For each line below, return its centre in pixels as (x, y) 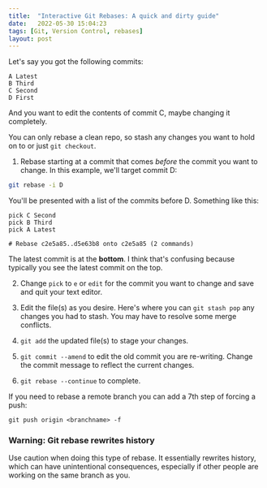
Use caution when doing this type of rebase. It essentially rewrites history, (132, 458)
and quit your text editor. (61, 292)
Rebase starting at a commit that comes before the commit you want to (139, 162)
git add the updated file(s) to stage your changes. (104, 341)
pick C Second (32, 216)
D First (22, 98)
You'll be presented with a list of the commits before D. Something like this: (134, 201)
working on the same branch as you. (69, 475)
